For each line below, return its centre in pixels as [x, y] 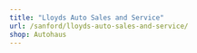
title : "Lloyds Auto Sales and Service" [87, 18]
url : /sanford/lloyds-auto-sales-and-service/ [99, 26]
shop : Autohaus [38, 34]
